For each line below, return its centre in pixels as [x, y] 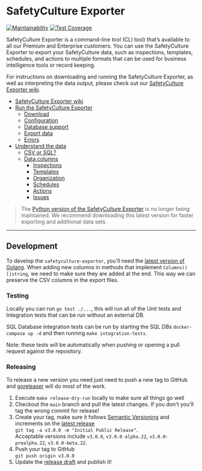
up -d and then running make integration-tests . [87, 333]
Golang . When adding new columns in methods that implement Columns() [97, 267]
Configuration [41, 120]
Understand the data [41, 146]
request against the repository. [44, 351]
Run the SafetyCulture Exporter [54, 107]
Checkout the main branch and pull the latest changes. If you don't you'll [104, 404]
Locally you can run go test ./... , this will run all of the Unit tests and [94, 309]
